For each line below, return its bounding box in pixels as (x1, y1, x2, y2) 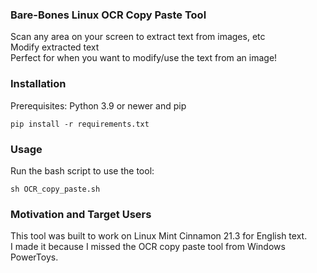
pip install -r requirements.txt (10, 119, 150, 129)
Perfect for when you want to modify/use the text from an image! (10, 52, 278, 64)
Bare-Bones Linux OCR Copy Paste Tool (10, 8, 207, 22)
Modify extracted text (10, 41, 100, 53)
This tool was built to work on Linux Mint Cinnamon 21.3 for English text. (10, 230, 308, 242)
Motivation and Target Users (10, 207, 152, 221)
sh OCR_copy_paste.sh (10, 184, 101, 194)
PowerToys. (10, 251, 59, 263)
